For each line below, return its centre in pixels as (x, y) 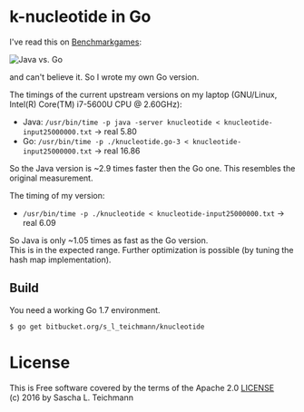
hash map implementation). (60, 260)
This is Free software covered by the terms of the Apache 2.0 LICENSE (142, 387)
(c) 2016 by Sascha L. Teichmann (72, 397)
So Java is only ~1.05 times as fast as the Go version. (109, 240)
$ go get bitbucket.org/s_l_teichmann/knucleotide (107, 327)
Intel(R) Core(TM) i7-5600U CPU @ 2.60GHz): (96, 104)
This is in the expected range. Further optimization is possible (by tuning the (152, 250)
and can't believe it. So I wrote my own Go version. (104, 77)
